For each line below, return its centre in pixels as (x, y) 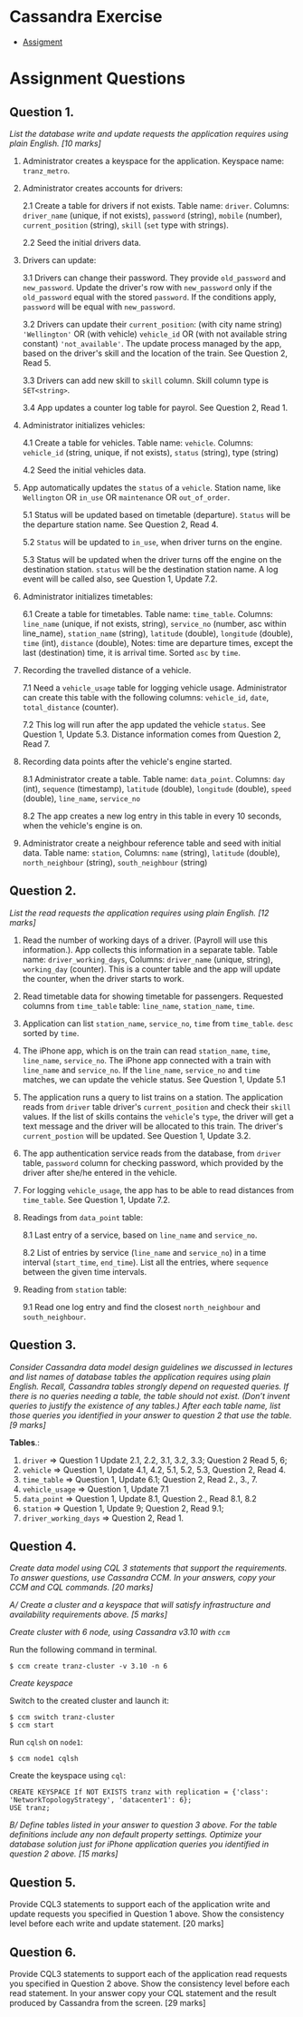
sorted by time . (51, 1033)
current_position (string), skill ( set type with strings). (125, 225)
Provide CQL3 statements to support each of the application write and (140, 1904)
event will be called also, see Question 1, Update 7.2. (120, 579)
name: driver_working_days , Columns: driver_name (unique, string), (147, 959)
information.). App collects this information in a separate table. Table (150, 949)
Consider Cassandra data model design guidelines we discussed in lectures (151, 1366)
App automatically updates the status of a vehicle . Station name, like (151, 487)
